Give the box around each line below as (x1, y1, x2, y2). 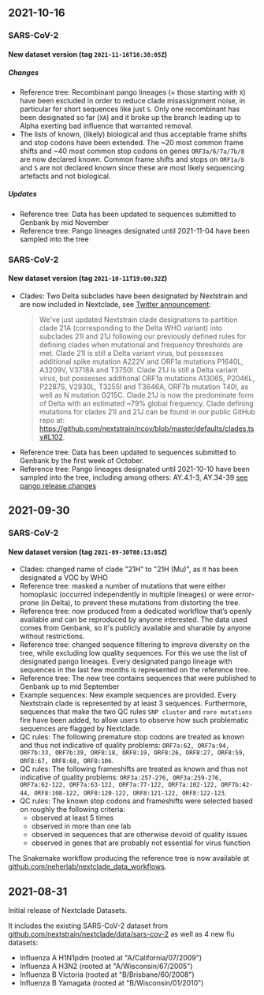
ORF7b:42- (220, 781, 254, 789)
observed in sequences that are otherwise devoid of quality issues (31, 830, 248, 840)
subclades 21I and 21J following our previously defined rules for (39, 331, 247, 341)
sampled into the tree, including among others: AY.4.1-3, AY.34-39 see (19, 473, 248, 482)
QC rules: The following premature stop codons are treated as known (19, 732, 244, 742)
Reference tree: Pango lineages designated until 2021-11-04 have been (19, 226, 251, 235)
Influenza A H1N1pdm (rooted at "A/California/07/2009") (19, 953, 203, 963)
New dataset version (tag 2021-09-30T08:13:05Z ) (8, 547, 168, 556)
